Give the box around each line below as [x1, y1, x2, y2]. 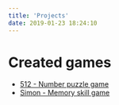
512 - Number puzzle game [19, 80, 109, 89]
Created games [8, 53, 112, 72]
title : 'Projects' [8, 11, 69, 20]
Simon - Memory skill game [19, 88, 110, 98]
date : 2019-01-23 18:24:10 [8, 19, 98, 27]
